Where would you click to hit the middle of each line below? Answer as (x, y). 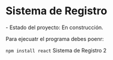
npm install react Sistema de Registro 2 (56, 50)
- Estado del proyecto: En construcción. (54, 27)
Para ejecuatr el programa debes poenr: (55, 39)
